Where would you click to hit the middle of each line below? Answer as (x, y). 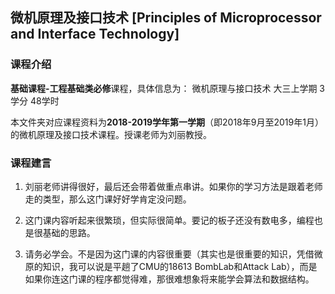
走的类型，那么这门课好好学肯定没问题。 (108, 199)
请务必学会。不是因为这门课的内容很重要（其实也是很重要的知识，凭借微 (173, 254)
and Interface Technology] (95, 34)
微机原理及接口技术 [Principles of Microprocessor (166, 18)
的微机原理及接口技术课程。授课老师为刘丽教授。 (111, 134)
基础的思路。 (69, 232)
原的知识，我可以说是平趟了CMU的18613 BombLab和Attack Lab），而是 (171, 266)
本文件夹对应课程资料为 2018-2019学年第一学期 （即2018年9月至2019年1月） (167, 122)
